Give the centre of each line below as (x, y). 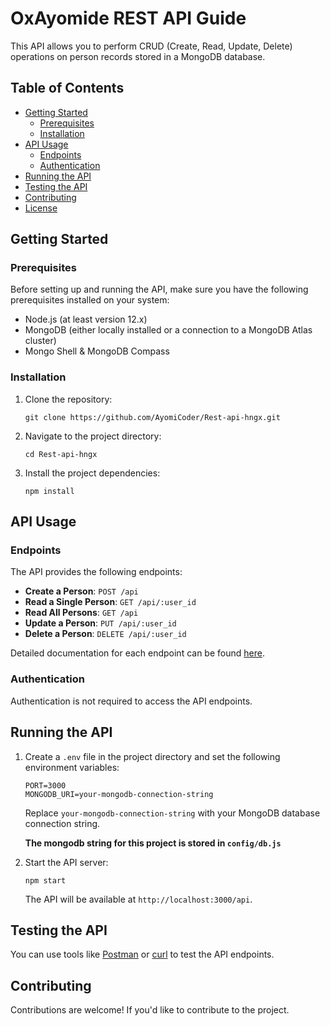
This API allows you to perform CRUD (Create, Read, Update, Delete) (151, 46)
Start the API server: (66, 862)
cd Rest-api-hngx (61, 454)
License (41, 208)
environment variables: (72, 767)
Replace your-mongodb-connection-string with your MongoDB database (172, 813)
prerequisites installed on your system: (90, 300)
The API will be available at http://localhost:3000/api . (138, 899)
